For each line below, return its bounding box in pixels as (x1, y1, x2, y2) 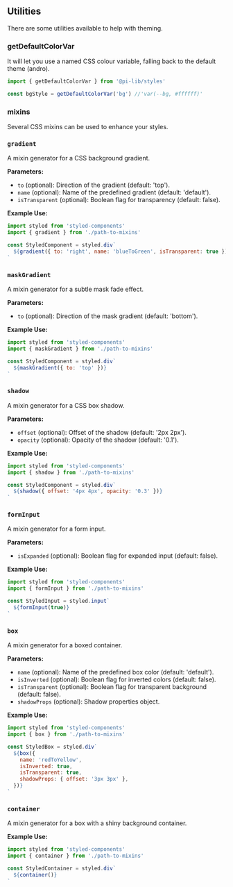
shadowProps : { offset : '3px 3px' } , (19, 776, 129, 783)
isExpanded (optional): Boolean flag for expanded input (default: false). (17, 552, 218, 560)
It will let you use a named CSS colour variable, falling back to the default (7, 57, 216, 65)
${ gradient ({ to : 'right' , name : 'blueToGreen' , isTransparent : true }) (13, 248, 228, 256)
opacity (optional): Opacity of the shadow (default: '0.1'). (17, 436, 179, 444)
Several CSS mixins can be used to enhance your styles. (7, 123, 169, 131)
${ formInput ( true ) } (13, 604, 70, 611)
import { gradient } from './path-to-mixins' (7, 229, 141, 236)
